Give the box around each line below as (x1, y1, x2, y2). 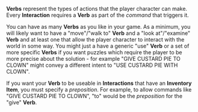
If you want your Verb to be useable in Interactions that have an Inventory (6, 79, 192, 87)
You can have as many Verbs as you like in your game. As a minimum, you (6, 23, 191, 30)
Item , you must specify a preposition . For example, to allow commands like (6, 86, 192, 93)
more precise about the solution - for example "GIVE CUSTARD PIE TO (6, 55, 181, 62)
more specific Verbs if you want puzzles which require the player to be (6, 49, 182, 56)
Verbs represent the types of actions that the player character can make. (6, 5, 188, 12)
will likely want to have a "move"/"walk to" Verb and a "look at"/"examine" (6, 30, 191, 37)
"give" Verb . (6, 99, 37, 106)
